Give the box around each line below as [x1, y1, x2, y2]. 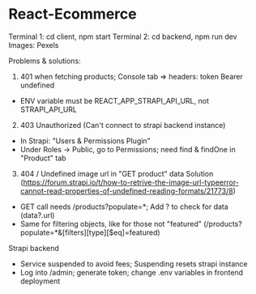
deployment [19, 276, 61, 286]
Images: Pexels [8, 40, 59, 49]
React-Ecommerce [8, 5, 137, 23]
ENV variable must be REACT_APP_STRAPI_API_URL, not [19, 96, 209, 105]
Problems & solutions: [8, 56, 81, 66]
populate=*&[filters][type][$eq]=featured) [19, 228, 160, 237]
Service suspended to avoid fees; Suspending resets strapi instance [19, 258, 248, 268]
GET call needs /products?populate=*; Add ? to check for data [19, 202, 228, 211]
